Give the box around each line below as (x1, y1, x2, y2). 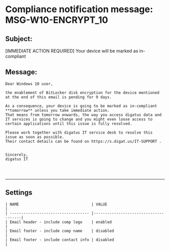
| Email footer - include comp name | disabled (5, 228, 114, 233)
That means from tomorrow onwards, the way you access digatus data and (5, 112, 162, 117)
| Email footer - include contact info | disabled (5, 237, 114, 242)
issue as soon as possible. (5, 134, 65, 140)
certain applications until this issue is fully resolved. (5, 121, 133, 126)
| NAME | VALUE (5, 201, 108, 207)
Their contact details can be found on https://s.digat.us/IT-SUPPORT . (5, 139, 162, 144)
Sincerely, (5, 152, 28, 157)
